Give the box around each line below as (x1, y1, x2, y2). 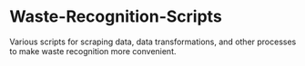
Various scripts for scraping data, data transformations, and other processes (9, 36, 297, 47)
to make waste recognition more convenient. (9, 45, 177, 56)
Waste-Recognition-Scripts (9, 6, 223, 27)
